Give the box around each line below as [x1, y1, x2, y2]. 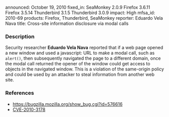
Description [5, 33, 35, 40]
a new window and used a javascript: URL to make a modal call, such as [5, 50, 155, 56]
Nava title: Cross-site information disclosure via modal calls [5, 20, 129, 26]
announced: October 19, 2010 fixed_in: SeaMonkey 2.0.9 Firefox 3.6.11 [5, 5, 150, 10]
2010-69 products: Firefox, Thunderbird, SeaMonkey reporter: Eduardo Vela [5, 15, 163, 21]
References [5, 90, 34, 97]
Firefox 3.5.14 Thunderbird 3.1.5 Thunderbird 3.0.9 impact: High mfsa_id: [5, 10, 155, 16]
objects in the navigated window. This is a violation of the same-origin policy [5, 66, 164, 72]
